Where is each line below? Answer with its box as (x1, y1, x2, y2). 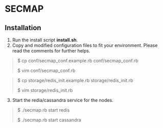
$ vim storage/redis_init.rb (17, 87, 73, 93)
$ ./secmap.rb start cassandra (17, 117, 81, 123)
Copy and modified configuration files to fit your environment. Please (12, 42, 158, 48)
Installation (5, 23, 41, 32)
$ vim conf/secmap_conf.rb (17, 67, 76, 73)
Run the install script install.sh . (12, 37, 78, 43)
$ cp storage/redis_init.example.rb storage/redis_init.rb (17, 78, 133, 83)
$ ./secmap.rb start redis (17, 107, 70, 113)
